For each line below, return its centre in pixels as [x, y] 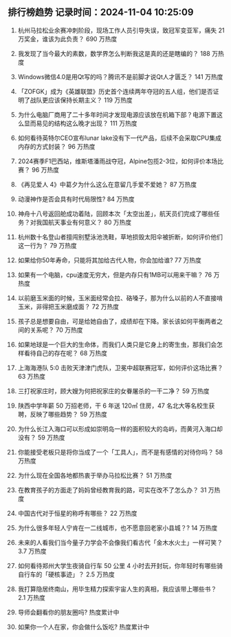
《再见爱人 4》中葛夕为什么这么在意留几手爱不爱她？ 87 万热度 [107, 184]
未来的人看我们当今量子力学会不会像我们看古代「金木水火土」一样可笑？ [120, 542]
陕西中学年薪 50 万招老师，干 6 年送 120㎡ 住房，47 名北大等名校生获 [116, 406]
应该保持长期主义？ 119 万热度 [90, 100]
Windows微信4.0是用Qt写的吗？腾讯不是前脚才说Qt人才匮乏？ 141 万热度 [120, 76]
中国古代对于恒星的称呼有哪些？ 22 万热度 [77, 513]
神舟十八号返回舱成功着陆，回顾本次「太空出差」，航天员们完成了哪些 [115, 213]
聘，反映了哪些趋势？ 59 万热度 [62, 414]
